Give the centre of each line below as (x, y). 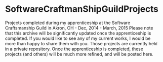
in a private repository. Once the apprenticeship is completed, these (74, 49)
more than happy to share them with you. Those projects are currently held (81, 43)
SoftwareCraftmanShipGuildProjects (82, 9)
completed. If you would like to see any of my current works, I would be (78, 38)
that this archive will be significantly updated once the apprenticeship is (78, 33)
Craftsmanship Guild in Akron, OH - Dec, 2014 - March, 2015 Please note (79, 28)
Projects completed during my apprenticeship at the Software (68, 23)
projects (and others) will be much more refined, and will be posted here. (79, 54)
